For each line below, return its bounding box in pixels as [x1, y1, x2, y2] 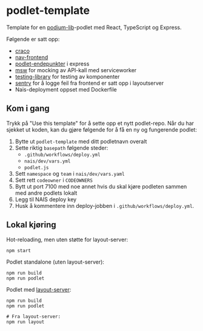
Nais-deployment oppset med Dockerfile [15, 85, 117, 93]
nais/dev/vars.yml [24, 158, 71, 164]
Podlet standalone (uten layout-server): [6, 258, 105, 266]
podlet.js [24, 164, 50, 170]
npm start [6, 247, 32, 253]
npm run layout [6, 319, 45, 325]
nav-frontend [15, 53, 48, 61]
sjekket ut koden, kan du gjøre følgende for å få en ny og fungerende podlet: [6, 125, 197, 133]
